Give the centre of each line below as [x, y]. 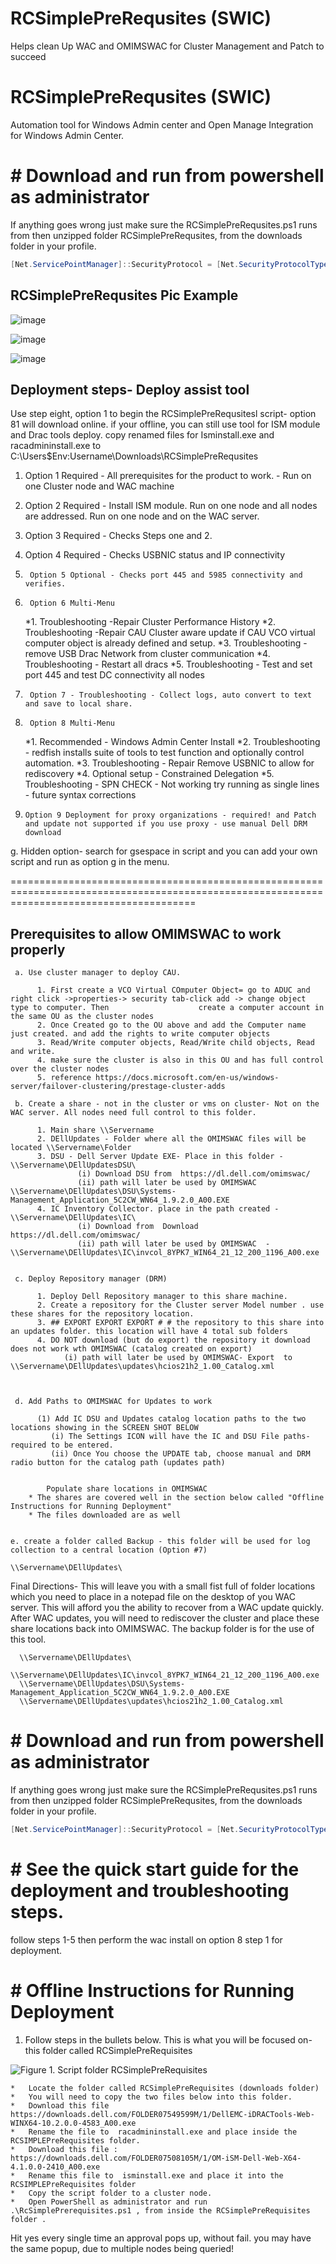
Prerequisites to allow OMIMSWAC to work [146, 933]
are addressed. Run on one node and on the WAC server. [142, 516]
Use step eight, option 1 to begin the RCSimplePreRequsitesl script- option [163, 414]
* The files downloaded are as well [105, 1515]
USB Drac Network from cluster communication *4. [164, 654]
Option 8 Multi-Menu [72, 723]
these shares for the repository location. [102, 1314]
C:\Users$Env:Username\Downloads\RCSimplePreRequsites [134, 456]
